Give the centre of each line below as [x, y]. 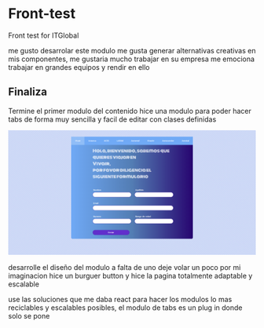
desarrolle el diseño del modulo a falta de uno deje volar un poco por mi [125, 267]
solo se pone [29, 315]
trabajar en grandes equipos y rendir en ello [79, 67]
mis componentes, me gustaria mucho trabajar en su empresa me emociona [132, 59]
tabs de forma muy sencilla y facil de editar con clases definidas [112, 119]
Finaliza [27, 92]
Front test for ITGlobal [44, 35]
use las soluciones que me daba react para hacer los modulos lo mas [120, 299]
